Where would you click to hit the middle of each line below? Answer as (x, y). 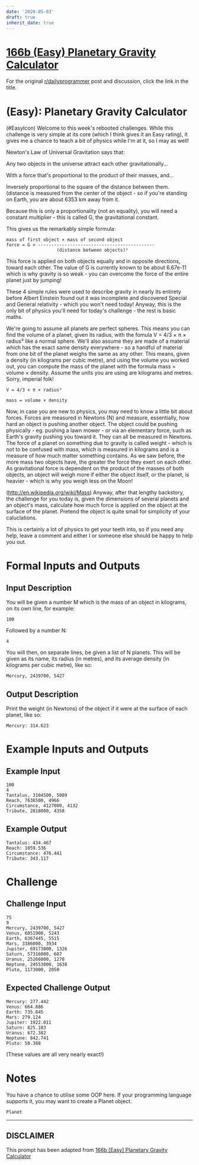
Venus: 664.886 (25, 1007)
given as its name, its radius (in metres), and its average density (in (88, 659)
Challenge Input (36, 904)
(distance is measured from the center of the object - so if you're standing (97, 193)
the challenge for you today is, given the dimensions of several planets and (98, 499)
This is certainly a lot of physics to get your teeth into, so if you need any (95, 530)
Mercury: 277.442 (28, 1001)
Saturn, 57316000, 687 (34, 954)
